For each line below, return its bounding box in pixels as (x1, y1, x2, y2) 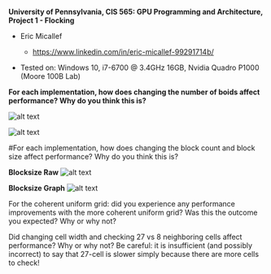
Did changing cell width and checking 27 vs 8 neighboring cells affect (8, 232, 243, 241)
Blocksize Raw (8, 167, 59, 177)
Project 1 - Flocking (8, 15, 75, 25)
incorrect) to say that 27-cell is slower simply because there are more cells (8, 250, 259, 259)
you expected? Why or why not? (8, 216, 116, 226)
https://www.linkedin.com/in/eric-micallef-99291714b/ (32, 47, 214, 56)
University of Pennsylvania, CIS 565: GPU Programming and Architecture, (8, 7, 263, 16)
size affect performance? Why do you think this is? (8, 152, 179, 161)
